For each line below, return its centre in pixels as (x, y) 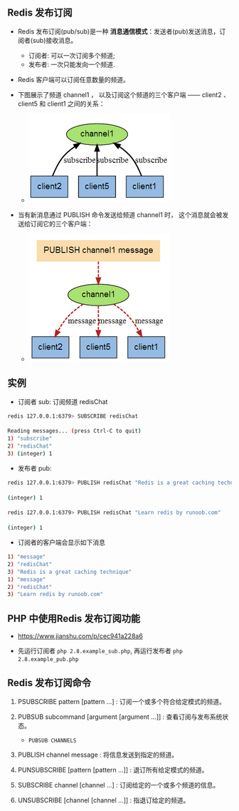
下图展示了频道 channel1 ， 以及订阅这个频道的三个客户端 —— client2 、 (123, 94)
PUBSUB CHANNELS (52, 740)
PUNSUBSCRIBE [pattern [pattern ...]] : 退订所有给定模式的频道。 (113, 770)
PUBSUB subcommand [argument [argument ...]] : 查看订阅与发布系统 (120, 717)
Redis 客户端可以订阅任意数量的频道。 (74, 79)
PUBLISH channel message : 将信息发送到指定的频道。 (98, 755)
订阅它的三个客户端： (62, 223)
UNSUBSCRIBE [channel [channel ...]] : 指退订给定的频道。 (103, 800)
